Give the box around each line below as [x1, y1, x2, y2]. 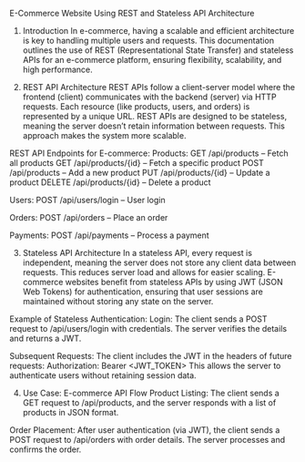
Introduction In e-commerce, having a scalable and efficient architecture [22, 26, 295, 36]
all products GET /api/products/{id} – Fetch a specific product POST [9, 158, 264, 168]
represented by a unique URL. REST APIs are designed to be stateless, [22, 111, 288, 121]
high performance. [22, 64, 93, 75]
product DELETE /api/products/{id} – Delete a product [9, 177, 211, 188]
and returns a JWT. [9, 333, 82, 344]
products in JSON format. [22, 407, 119, 417]
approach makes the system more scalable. [22, 130, 187, 140]
